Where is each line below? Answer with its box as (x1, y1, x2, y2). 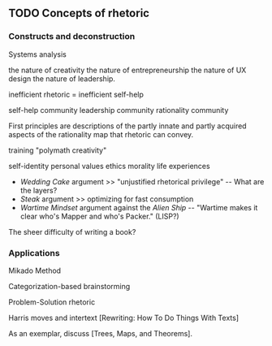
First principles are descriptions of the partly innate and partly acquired (8, 121, 247, 131)
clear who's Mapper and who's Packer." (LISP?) (19, 211, 180, 221)
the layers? (19, 185, 58, 195)
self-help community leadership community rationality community (8, 105, 229, 115)
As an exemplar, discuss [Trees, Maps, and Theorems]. (8, 328, 193, 338)
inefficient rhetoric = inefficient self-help (8, 89, 145, 99)
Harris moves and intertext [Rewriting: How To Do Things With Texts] (8, 313, 240, 322)
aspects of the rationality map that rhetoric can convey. (8, 129, 194, 139)
